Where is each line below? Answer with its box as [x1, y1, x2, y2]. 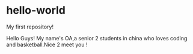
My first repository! [6, 23, 54, 30]
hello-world [6, 4, 66, 17]
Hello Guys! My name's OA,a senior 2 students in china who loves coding [6, 34, 188, 42]
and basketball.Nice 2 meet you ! [6, 41, 88, 48]
